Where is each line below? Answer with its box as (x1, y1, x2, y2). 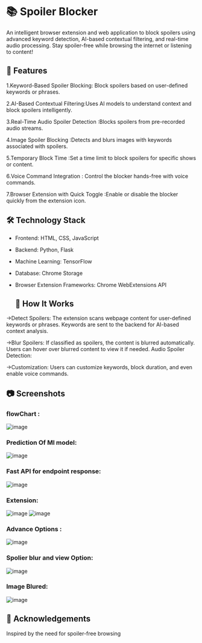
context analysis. (6, 328, 48, 335)
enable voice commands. (6, 370, 69, 378)
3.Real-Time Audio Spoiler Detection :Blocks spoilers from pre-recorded (6, 118, 185, 125)
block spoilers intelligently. (6, 106, 72, 114)
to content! (6, 48, 33, 55)
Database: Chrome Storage (14, 270, 83, 277)
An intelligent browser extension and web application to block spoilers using (6, 28, 196, 36)
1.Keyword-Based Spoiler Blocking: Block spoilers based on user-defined (6, 82, 188, 89)
